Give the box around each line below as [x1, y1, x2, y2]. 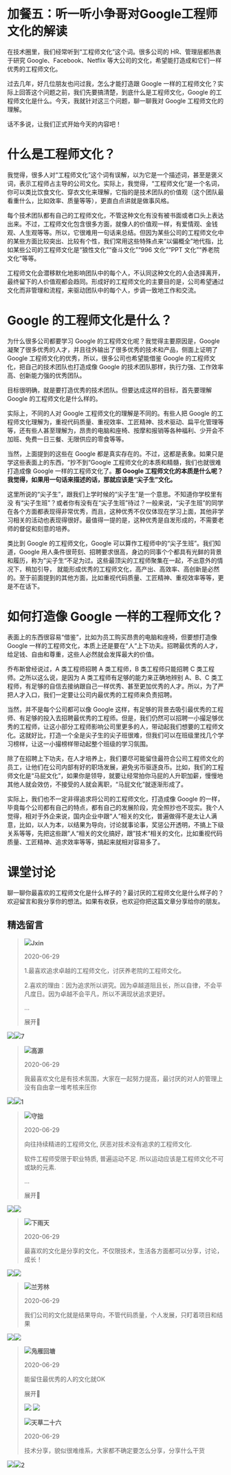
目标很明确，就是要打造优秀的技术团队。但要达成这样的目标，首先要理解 [7, 386, 212, 394]
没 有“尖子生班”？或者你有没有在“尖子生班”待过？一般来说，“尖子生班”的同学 [7, 499, 223, 507]
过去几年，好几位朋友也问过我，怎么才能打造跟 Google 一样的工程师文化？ [7, 79, 218, 87]
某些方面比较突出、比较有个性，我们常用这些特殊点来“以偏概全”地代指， [12, 237, 218, 245]
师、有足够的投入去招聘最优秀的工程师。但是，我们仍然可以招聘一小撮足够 [7, 713, 218, 722]
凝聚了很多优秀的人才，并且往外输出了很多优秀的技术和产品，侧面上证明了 [7, 345, 218, 353]
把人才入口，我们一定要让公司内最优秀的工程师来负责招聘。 [7, 690, 176, 699]
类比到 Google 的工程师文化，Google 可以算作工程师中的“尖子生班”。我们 [7, 538, 215, 547]
